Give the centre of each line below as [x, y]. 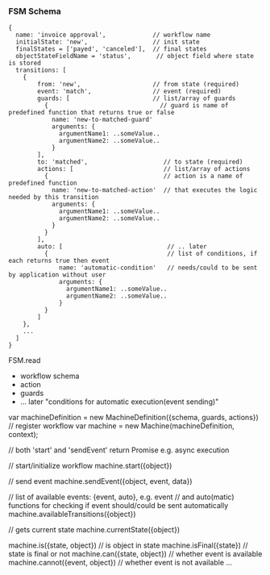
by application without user [57, 275]
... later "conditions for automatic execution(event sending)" [119, 402]
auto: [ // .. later [122, 247]
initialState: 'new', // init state [108, 42]
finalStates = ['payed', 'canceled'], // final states [111, 49]
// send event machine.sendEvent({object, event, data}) [100, 481]
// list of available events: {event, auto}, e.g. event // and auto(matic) [121, 497]
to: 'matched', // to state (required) [140, 162]
